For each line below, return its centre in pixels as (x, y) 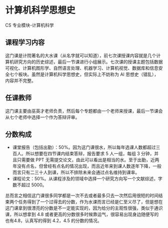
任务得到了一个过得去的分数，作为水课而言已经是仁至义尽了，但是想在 (90, 202)
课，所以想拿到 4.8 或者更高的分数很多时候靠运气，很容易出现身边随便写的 (82, 214)
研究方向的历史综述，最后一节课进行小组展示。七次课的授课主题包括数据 (88, 62)
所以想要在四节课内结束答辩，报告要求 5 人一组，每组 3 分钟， (90, 154)
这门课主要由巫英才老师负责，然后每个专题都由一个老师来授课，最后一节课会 (84, 111)
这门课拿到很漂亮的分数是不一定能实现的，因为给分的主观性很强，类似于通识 (84, 208)
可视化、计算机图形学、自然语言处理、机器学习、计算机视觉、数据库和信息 (82, 68)
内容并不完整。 (20, 80)
